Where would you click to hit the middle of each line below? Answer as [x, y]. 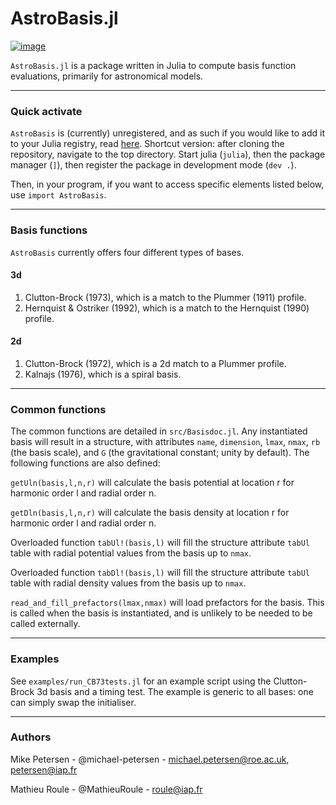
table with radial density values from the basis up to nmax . [128, 583]
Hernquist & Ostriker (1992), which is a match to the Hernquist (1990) [167, 308]
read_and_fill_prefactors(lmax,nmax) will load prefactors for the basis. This [167, 603]
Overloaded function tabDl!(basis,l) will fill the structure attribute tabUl [160, 573]
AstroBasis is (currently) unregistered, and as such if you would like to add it [167, 133]
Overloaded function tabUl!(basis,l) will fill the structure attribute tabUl [160, 543]
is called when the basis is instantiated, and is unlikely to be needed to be [161, 613]
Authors [31, 737]
